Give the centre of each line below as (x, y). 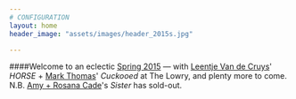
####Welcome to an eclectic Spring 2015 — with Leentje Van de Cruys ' (141, 66)
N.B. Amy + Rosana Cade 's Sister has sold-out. (96, 86)
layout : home (33, 26)
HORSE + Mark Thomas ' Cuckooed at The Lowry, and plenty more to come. (148, 76)
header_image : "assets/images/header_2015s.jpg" (101, 34)
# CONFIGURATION (39, 17)
